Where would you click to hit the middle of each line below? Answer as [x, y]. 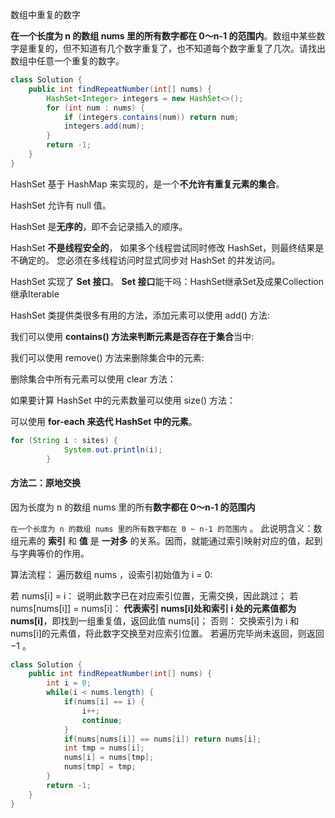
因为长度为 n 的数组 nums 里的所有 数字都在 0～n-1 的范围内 [133, 507]
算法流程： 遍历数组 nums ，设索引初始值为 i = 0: [111, 574]
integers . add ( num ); [104, 126]
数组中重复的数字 [45, 14]
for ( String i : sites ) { [64, 440]
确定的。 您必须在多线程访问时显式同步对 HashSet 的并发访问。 [149, 260]
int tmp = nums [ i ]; [104, 748]
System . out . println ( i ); [113, 449]
